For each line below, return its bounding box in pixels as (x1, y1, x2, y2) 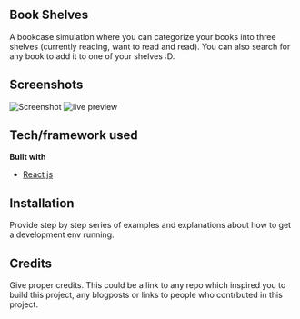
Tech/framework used (9, 127, 138, 144)
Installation (9, 195, 75, 211)
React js (22, 169, 54, 180)
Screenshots (9, 77, 84, 93)
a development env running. (9, 229, 115, 240)
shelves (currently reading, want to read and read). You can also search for (9, 41, 291, 52)
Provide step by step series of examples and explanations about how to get (9, 220, 292, 231)
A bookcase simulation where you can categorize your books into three (9, 31, 276, 42)
